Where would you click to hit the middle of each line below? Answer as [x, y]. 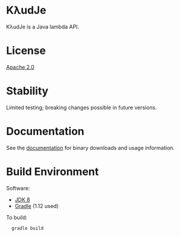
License [26, 51]
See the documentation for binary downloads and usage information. [91, 148]
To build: [17, 217]
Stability [27, 91]
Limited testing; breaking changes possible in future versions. [82, 107]
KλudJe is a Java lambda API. [42, 27]
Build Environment [53, 172]
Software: [18, 188]
